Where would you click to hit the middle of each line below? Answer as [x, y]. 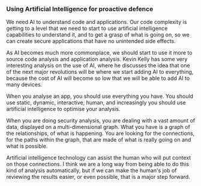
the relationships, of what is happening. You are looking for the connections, [100, 133]
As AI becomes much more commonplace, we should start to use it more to [99, 53]
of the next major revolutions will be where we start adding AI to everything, [100, 72]
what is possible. [27, 146]
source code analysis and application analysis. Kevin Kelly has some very [97, 59]
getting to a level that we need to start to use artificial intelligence [87, 28]
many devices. [24, 85]
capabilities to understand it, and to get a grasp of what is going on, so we [98, 35]
